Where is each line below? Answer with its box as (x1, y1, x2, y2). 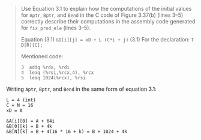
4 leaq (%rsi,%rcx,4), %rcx (20, 70, 94, 76)
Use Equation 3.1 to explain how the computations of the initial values (20, 5, 192, 12)
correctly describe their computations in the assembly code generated (20, 18, 196, 25)
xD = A (6, 108, 23, 114)
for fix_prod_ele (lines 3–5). (20, 24, 91, 31)
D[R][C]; (20, 42, 43, 48)
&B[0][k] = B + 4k (6, 123, 52, 129)
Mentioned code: (20, 53, 64, 59)
